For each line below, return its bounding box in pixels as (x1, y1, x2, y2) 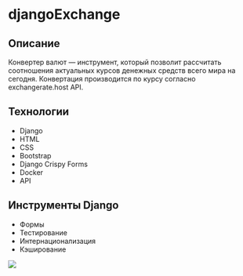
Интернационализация (19, 236, 96, 245)
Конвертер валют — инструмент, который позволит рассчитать (8, 57, 222, 67)
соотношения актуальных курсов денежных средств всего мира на (8, 66, 236, 75)
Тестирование (19, 227, 68, 237)
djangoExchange (8, 5, 121, 24)
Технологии (8, 105, 69, 118)
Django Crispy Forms (19, 159, 89, 169)
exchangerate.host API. (8, 82, 84, 92)
